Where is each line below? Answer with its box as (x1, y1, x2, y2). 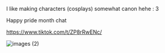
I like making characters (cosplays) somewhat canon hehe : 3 (6, 5, 159, 12)
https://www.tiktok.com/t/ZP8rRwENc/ (6, 28, 102, 36)
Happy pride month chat (6, 17, 67, 23)
